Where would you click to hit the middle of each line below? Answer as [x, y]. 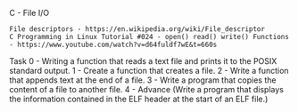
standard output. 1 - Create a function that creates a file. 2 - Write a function [149, 71]
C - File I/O [29, 13]
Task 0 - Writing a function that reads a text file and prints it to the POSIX [143, 61]
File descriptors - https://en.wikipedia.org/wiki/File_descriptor [137, 29]
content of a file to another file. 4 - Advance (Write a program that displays [146, 89]
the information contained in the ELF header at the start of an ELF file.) [139, 99]
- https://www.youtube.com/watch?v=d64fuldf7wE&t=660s [113, 44]
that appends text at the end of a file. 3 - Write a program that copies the [143, 80]
